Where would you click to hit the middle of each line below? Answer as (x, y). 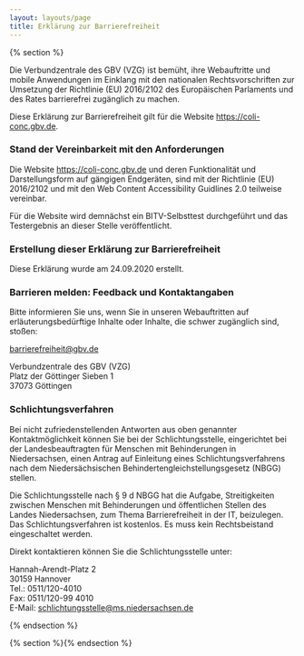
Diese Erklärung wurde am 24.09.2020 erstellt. (97, 269)
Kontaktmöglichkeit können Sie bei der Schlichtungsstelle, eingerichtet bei (148, 439)
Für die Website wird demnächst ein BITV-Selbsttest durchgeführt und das (149, 215)
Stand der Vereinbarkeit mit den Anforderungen (117, 149)
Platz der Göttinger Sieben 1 (62, 376)
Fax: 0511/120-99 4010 (52, 598)
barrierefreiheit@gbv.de (54, 349)
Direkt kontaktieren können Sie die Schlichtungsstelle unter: (121, 552)
